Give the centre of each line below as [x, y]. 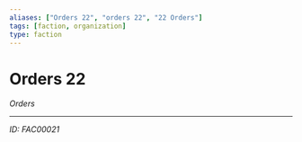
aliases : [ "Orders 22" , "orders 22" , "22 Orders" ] [106, 18]
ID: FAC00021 [35, 129]
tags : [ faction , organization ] [68, 26]
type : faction [36, 34]
